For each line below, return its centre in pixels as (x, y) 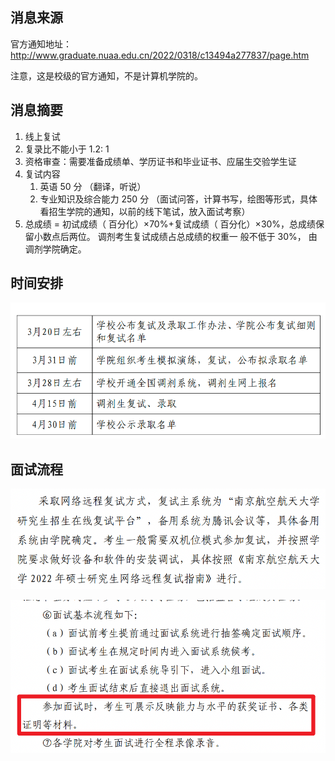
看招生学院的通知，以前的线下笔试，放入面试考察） (145, 211)
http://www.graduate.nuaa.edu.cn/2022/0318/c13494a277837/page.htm (160, 55)
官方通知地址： (41, 44)
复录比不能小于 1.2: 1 (67, 149)
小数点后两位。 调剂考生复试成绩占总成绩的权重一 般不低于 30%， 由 (175, 236)
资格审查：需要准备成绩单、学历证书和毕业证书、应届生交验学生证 (160, 161)
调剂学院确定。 (55, 249)
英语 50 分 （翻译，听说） (93, 186)
